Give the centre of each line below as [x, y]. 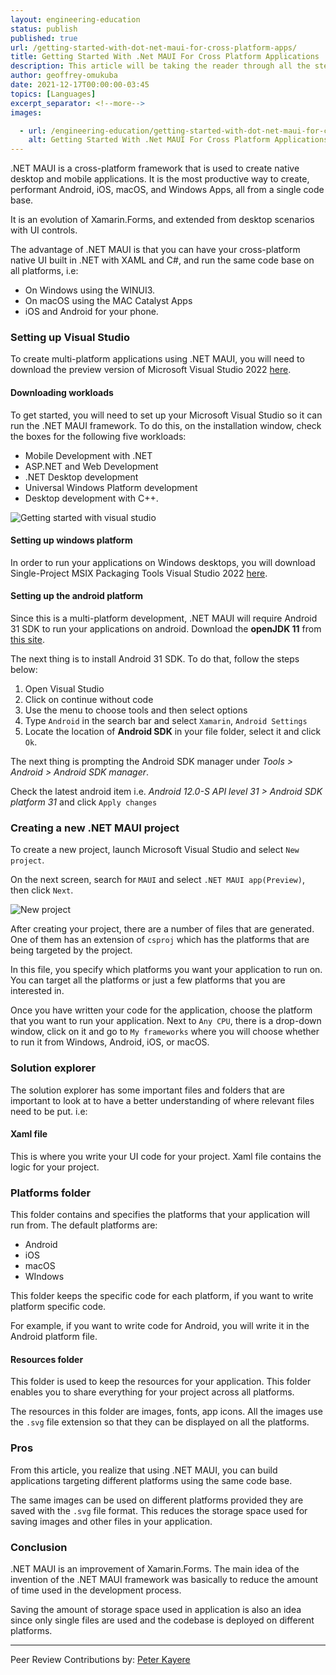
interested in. [37, 991]
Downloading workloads [62, 393]
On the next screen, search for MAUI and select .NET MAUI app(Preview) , [157, 880]
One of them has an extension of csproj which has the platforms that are [160, 940]
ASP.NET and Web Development [91, 466]
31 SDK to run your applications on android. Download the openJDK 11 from [166, 629]
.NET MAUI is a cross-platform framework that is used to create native [155, 168]
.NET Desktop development [81, 477]
